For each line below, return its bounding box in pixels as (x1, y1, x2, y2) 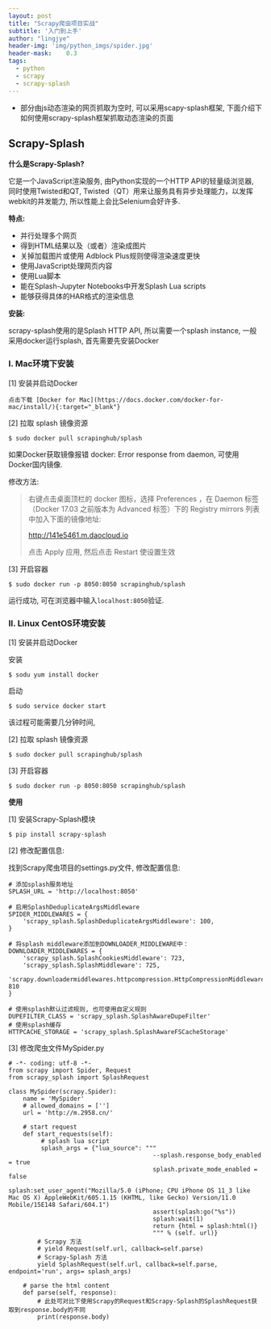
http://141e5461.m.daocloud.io (27, 530, 129, 540)
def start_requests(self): (23, 1129, 114, 1138)
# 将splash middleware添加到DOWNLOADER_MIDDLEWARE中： (8, 939, 190, 948)
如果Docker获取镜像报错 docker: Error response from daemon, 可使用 (8, 449, 240, 459)
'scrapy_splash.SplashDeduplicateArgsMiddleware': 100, (23, 917, 215, 926)
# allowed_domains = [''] (23, 1101, 110, 1110)
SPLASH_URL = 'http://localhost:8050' (8, 887, 139, 896)
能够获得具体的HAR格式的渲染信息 (19, 292, 135, 302)
